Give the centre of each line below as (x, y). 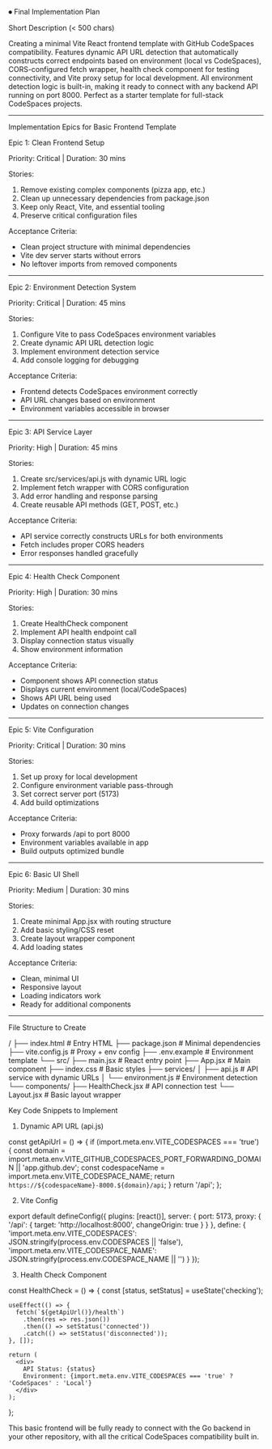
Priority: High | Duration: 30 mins (63, 592)
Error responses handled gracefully (79, 553)
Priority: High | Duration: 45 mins (63, 447)
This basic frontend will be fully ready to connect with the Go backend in (130, 1428)
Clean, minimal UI (49, 979)
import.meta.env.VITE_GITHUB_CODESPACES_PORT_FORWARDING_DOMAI (135, 1159)
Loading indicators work (60, 996)
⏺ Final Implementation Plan (54, 12)
